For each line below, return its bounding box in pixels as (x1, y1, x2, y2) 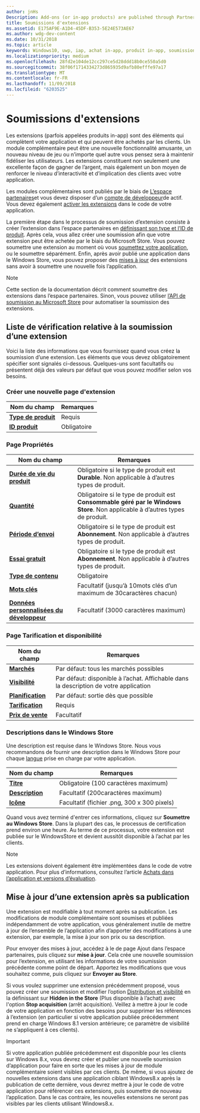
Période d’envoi (9, 530, 55, 539)
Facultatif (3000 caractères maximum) (77, 606, 186, 614)
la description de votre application (55, 681, 151, 690)
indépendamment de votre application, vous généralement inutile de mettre (6, 920, 191, 927)
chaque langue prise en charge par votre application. (6, 755, 136, 762)
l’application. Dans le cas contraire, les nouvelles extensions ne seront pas (6, 1093, 189, 1100)
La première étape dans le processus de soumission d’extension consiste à (6, 218, 190, 225)
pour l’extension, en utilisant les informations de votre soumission (6, 957, 167, 964)
